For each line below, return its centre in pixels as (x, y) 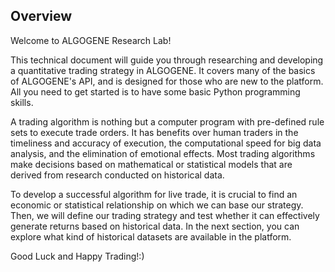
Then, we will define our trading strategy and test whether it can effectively (165, 215)
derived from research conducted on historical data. (117, 175)
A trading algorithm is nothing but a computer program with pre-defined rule (167, 121)
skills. (22, 102)
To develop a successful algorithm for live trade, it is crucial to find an (154, 194)
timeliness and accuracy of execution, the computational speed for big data (166, 143)
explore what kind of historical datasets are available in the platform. (151, 236)
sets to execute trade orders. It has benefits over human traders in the (154, 132)
